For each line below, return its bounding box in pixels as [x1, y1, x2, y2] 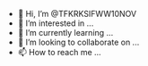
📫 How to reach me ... [17, 47, 101, 57]
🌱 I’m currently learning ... [17, 28, 114, 37]
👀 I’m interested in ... [17, 18, 94, 29]
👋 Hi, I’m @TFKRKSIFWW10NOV [17, 9, 137, 19]
